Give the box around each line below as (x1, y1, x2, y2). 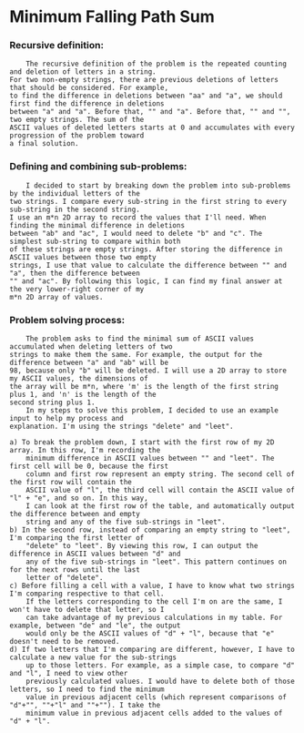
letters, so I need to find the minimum (9, 685, 166, 694)
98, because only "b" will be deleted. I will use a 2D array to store (9, 366, 287, 375)
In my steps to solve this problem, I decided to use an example (25, 406, 279, 415)
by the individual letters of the (9, 188, 141, 198)
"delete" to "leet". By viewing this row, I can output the (25, 542, 258, 551)
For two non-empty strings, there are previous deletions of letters (9, 76, 279, 85)
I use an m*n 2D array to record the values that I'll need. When (9, 212, 267, 222)
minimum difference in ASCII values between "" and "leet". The (25, 453, 275, 463)
